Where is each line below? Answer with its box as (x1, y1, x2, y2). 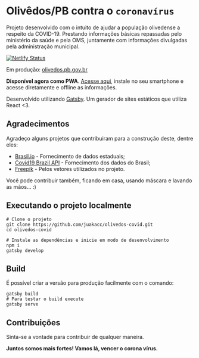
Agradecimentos (6, 119, 70, 129)
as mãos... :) (6, 183, 37, 190)
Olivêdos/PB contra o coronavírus (6, 4, 175, 18)
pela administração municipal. (6, 43, 80, 50)
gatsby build (6, 291, 39, 297)
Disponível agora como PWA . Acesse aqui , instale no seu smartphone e (6, 77, 184, 85)
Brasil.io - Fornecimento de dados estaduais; (14, 152, 125, 160)
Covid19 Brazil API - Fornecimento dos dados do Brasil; (14, 159, 151, 166)
